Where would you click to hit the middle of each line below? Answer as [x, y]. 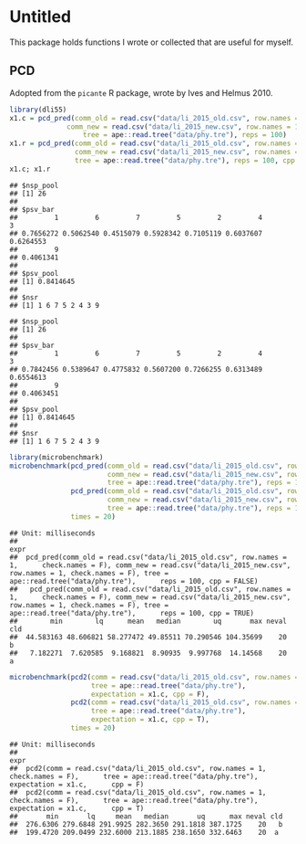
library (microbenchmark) [56, 457]
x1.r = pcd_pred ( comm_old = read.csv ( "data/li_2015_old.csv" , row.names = [154, 143]
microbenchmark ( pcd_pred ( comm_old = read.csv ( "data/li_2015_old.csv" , [146, 466]
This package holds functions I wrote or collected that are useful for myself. [152, 42]
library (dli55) [38, 110]
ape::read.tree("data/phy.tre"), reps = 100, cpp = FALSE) [134, 581]
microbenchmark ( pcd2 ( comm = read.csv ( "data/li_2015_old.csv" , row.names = [154, 677]
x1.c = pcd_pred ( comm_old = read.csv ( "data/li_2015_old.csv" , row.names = [154, 118]
